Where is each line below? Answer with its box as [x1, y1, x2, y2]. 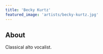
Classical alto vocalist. [5, 44, 52, 50]
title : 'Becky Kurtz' [5, 7, 51, 13]
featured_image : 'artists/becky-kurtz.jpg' [5, 12, 99, 17]
